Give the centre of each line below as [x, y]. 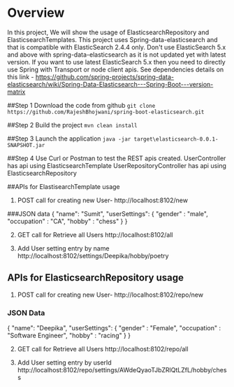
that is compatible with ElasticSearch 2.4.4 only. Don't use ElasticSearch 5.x [117, 47]
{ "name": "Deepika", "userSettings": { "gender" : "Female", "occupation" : [114, 328]
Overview [36, 13]
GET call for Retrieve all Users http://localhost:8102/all [95, 234]
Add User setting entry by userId [64, 363]
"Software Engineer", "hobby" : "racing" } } [69, 336]
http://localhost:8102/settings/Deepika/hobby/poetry [93, 255]
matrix [16, 92]
